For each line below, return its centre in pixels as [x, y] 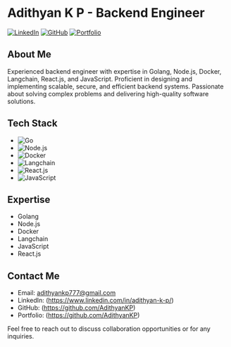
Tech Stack [32, 123]
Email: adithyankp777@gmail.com [67, 293]
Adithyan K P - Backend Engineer [106, 13]
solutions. [21, 101]
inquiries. [21, 336]
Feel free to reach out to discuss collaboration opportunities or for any [109, 329]
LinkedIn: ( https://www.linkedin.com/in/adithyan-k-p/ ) [95, 301]
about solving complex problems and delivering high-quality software [108, 93]
